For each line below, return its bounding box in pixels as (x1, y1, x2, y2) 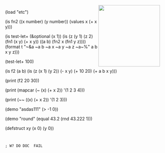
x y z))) (5, 49, 20, 55)
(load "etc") (5, 9, 28, 15)
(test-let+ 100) (5, 59, 34, 64)
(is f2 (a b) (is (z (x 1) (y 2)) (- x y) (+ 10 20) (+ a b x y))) (5, 68, 117, 74)
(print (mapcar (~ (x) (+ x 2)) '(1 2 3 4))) (5, 87, 85, 93)
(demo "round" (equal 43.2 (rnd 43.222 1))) (5, 116, 93, 122)
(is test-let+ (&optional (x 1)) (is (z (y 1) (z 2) (5, 33, 93, 39)
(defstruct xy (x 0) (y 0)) (5, 125, 54, 131)
